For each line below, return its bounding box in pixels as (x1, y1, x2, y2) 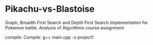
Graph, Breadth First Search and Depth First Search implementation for (5, 20, 148, 25)
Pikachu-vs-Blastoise (5, 3, 95, 15)
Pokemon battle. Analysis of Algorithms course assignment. (5, 24, 126, 30)
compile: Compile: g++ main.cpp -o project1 (5, 34, 94, 40)
